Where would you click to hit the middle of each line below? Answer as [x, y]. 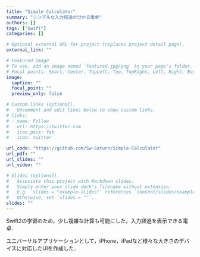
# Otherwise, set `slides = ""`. [50, 198]
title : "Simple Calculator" [41, 12]
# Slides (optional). [33, 176]
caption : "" [26, 83]
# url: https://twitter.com [44, 126]
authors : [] [21, 23]
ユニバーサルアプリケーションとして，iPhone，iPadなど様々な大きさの [93, 240]
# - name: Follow [28, 121]
